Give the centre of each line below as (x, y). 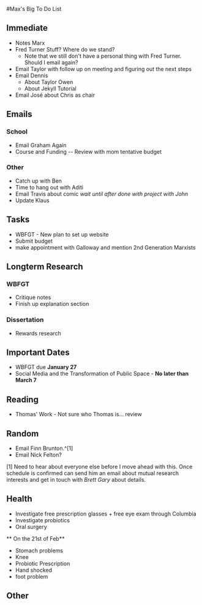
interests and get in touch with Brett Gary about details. (76, 480)
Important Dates (38, 352)
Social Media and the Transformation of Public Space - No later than (102, 374)
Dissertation (25, 320)
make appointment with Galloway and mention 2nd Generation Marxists (105, 247)
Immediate (27, 28)
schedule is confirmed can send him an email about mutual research (93, 473)
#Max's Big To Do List (34, 9)
